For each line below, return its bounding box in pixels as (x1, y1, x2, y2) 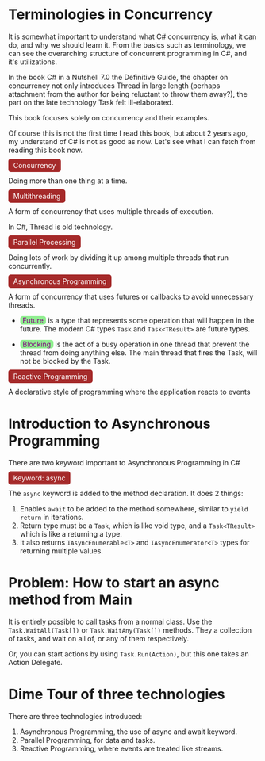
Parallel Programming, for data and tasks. (19, 735, 156, 744)
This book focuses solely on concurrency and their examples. (8, 113, 210, 122)
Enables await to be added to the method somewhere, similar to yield (19, 503, 248, 513)
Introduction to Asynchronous (8, 415, 211, 433)
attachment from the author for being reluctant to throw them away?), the (8, 89, 248, 98)
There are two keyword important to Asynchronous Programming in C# (8, 457, 240, 467)
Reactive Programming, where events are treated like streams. (19, 744, 224, 753)
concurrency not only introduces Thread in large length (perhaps (8, 81, 221, 90)
